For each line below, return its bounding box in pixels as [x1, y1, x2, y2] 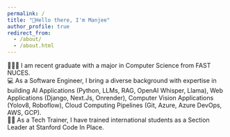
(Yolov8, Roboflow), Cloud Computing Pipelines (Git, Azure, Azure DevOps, [7, 101, 222, 109]
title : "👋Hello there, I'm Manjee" [7, 17, 110, 24]
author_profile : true [7, 23, 70, 30]
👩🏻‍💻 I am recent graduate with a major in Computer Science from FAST [7, 62, 211, 69]
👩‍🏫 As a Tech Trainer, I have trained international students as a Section [7, 116, 210, 124]
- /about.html [13, 42, 54, 49]
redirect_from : [7, 29, 51, 37]
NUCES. [7, 68, 31, 77]
